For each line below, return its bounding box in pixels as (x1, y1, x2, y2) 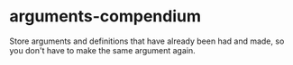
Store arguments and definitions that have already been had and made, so (9, 36, 285, 46)
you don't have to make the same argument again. (9, 45, 196, 55)
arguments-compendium (9, 6, 201, 27)
